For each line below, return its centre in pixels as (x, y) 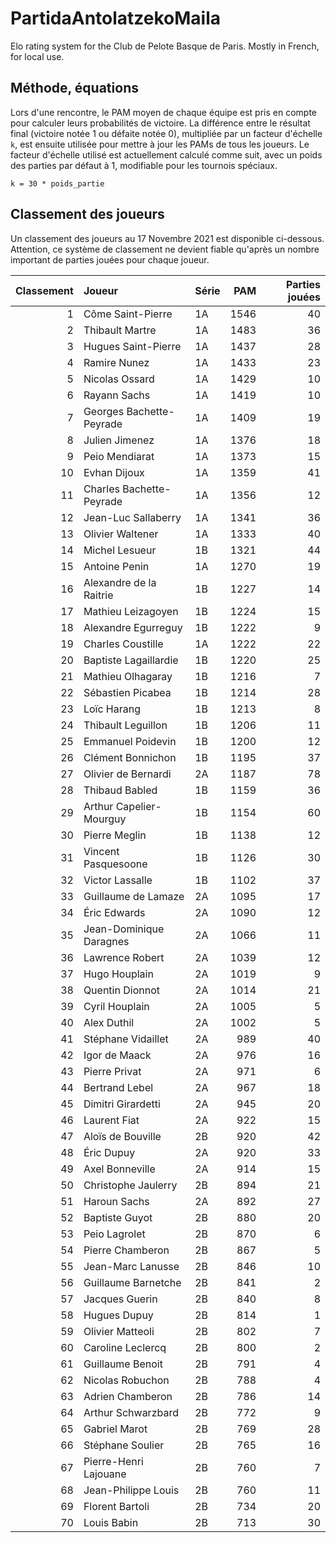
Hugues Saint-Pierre (132, 346)
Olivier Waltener (121, 534)
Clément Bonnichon (130, 757)
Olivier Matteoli (119, 1331)
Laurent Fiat (111, 1120)
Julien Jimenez (119, 440)
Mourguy (105, 819)
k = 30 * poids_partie (57, 183)
